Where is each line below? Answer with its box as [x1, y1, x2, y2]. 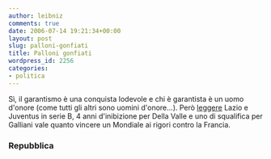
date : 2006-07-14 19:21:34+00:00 [8, 27, 121, 35]
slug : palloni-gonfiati [8, 42, 89, 50]
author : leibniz [8, 11, 63, 20]
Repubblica [8, 140, 54, 151]
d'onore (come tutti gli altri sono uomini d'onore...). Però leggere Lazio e [8, 103, 249, 112]
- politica [8, 72, 45, 80]
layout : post [8, 34, 53, 43]
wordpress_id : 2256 [8, 57, 74, 65]
